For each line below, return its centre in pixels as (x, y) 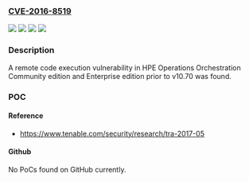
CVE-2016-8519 (40, 11)
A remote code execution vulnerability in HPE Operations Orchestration (124, 67)
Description (31, 50)
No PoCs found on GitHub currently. (67, 169)
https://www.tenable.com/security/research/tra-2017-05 (112, 133)
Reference (26, 116)
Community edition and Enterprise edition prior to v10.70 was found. (120, 76)
